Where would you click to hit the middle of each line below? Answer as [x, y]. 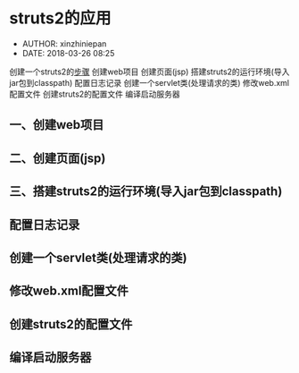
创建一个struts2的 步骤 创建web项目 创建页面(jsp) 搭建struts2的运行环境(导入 [149, 72]
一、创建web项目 [57, 125]
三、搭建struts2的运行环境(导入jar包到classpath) [146, 192]
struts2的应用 [60, 18]
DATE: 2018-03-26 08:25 [68, 53]
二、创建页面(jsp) [58, 158]
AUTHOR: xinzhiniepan [64, 43]
